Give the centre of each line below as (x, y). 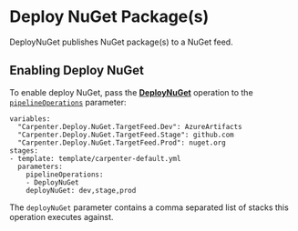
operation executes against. (62, 216)
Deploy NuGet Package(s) (109, 17)
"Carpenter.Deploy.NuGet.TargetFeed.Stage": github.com (126, 135)
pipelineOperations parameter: (68, 102)
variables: (30, 119)
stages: (24, 151)
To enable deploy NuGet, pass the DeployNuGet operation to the (131, 92)
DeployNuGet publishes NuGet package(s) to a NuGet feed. (122, 42)
